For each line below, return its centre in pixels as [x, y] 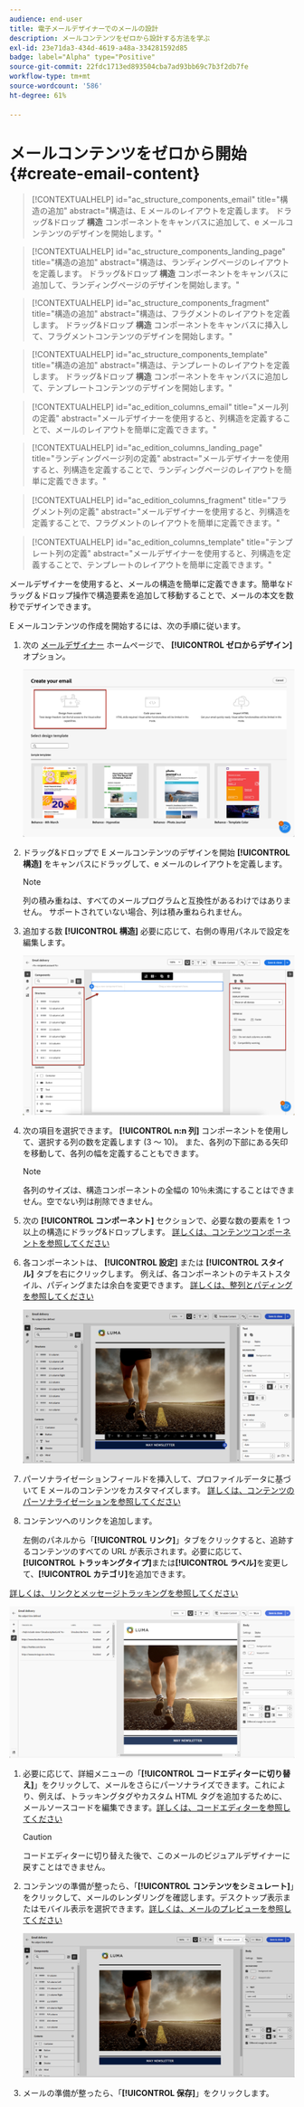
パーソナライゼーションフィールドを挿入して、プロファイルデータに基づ [157, 1478]
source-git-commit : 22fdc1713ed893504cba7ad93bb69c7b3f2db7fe [129, 67]
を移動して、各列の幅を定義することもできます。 [113, 1153]
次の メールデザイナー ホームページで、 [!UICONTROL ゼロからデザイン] [157, 645]
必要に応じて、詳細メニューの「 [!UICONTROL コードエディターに [144, 1773]
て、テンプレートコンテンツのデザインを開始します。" [132, 388]
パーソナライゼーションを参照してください [101, 1501]
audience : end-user [46, 19]
